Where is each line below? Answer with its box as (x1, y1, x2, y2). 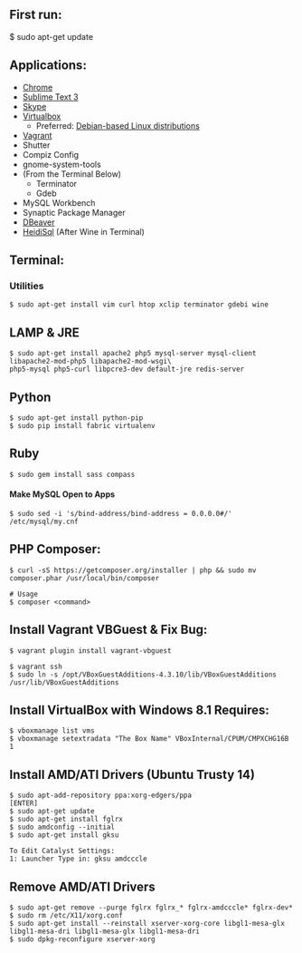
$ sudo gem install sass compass (9, 470, 136, 479)
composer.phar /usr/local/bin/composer (9, 573, 160, 583)
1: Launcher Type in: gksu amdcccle (9, 854, 147, 864)
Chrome (22, 82, 53, 92)
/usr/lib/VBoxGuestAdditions (9, 677, 119, 687)
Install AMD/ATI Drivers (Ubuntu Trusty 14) (9, 766, 256, 783)
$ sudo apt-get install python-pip (9, 413, 144, 423)
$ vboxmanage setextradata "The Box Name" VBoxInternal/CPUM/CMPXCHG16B (9, 734, 289, 744)
